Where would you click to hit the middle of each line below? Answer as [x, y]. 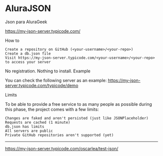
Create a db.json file [28, 54]
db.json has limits [25, 127]
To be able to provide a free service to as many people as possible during [79, 104]
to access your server [28, 62]
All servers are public [29, 131]
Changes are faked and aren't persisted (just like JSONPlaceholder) [77, 118]
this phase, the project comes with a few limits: [52, 109]
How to [12, 40]
